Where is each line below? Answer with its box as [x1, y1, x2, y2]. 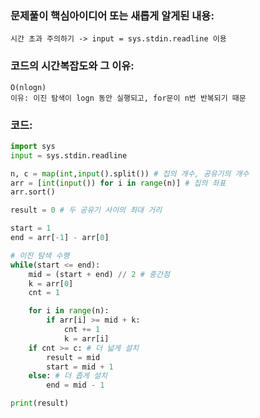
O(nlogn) [10, 82, 47, 92]
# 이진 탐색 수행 [10, 250, 70, 261]
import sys [10, 141, 56, 151]
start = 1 [10, 223, 52, 234]
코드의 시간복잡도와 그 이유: [10, 59, 135, 73]
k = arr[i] [63, 333, 110, 344]
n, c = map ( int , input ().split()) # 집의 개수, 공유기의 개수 [10, 168, 250, 179]
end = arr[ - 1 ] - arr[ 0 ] [10, 233, 110, 243]
